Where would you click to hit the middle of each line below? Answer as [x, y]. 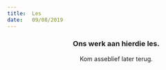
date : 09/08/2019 [35, 20]
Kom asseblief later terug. [116, 58]
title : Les [24, 13]
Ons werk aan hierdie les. [116, 44]
